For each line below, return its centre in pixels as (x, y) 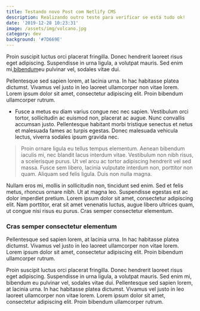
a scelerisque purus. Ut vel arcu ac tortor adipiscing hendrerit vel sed (106, 161)
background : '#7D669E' (34, 39)
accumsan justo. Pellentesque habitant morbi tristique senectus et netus (104, 124)
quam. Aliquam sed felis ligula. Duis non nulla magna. (86, 174)
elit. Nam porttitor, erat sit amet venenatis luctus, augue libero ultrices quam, (100, 205)
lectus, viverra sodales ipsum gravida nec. (67, 137)
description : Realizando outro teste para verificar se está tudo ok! (96, 17)
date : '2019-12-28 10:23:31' (42, 23)
